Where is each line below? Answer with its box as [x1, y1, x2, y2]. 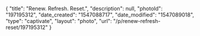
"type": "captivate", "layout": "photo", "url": [5, 18, 112, 24]
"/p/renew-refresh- [113, 18, 161, 24]
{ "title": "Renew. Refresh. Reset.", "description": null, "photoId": [5, 5, 163, 12]
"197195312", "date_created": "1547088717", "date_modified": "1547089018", [5, 11, 195, 18]
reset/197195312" [5, 24, 49, 31]
